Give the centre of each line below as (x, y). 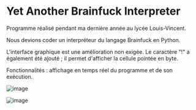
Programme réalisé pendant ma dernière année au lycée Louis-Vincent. (96, 28)
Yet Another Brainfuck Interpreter (93, 11)
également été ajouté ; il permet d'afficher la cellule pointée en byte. (92, 58)
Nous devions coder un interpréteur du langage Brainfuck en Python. (93, 40)
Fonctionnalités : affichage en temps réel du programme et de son (90, 70)
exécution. (20, 76)
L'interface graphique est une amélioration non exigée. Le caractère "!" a (98, 52)
